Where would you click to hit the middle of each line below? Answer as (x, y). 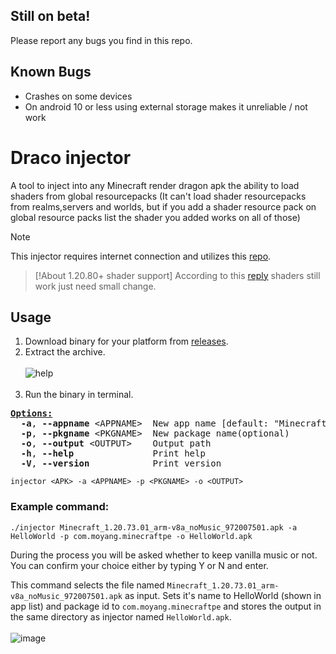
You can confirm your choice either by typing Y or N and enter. (139, 565)
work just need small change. (95, 286)
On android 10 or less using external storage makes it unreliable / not (166, 106)
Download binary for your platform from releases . (126, 341)
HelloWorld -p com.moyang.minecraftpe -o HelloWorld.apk (131, 536)
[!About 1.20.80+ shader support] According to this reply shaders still (177, 275)
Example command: (60, 507)
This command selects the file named (87, 585)
